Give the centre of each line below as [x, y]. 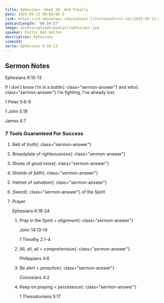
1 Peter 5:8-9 [18, 102]
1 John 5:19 [16, 111]
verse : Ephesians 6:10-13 [31, 46]
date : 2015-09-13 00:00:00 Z [35, 14]
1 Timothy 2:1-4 [35, 239]
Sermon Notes [27, 66]
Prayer [19, 201]
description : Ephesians [29, 37]
